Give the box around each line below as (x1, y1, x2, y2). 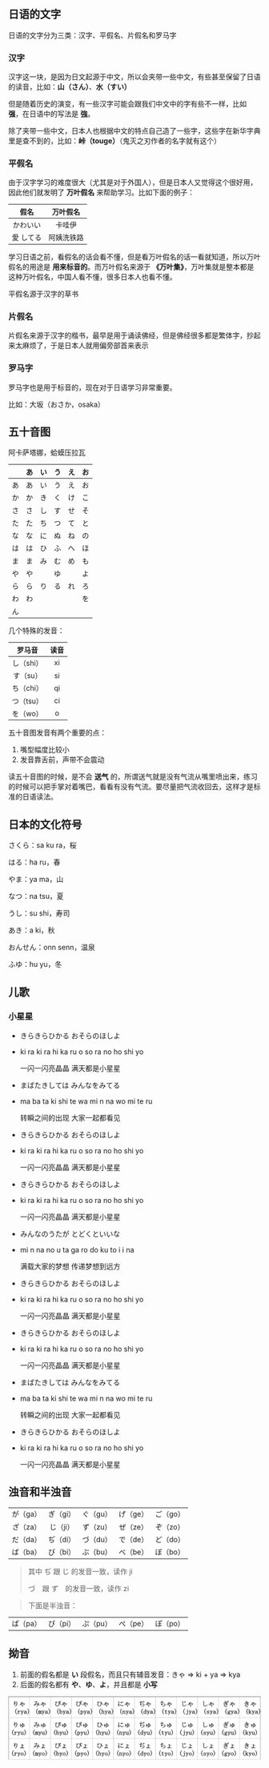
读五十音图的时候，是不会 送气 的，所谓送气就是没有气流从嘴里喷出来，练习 (8, 772, 258, 782)
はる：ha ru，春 (8, 857, 61, 867)
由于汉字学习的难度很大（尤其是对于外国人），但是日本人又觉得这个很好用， (8, 178, 258, 187)
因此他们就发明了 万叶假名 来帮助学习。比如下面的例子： (8, 187, 195, 198)
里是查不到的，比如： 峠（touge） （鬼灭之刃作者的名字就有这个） (8, 136, 222, 146)
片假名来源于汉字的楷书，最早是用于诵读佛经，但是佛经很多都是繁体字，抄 (8, 331, 254, 340)
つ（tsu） (11, 696, 44, 706)
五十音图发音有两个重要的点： (8, 728, 106, 738)
